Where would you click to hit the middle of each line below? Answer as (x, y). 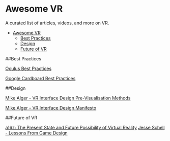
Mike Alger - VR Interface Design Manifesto (51, 108)
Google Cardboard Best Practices (40, 78)
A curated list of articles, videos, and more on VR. (57, 23)
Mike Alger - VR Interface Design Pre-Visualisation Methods (68, 98)
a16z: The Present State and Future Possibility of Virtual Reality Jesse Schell (85, 127)
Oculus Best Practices (29, 68)
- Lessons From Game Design (36, 133)
